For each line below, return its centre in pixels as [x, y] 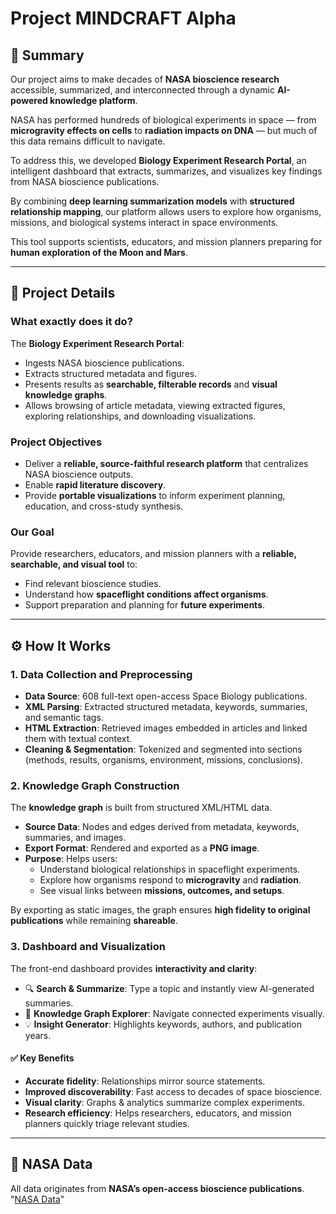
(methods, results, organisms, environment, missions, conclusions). [163, 759]
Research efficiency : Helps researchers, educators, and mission [158, 1113]
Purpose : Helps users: [71, 859]
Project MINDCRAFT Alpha [123, 18]
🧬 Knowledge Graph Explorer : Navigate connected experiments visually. [174, 1013]
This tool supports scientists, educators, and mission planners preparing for [166, 241]
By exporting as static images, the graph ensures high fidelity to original [160, 910]
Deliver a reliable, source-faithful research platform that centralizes [166, 463]
